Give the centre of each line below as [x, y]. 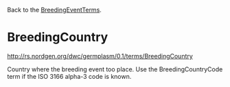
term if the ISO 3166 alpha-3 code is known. [69, 76]
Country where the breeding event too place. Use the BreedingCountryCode [115, 69]
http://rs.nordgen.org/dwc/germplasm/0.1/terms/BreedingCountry [100, 56]
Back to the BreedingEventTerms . [54, 10]
